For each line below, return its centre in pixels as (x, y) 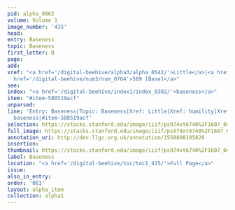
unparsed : (22, 105)
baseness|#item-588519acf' (53, 118)
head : (15, 33)
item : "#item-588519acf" (43, 99)
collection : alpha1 (36, 196)
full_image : (24, 131)
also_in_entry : (29, 176)
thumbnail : (23, 150)
